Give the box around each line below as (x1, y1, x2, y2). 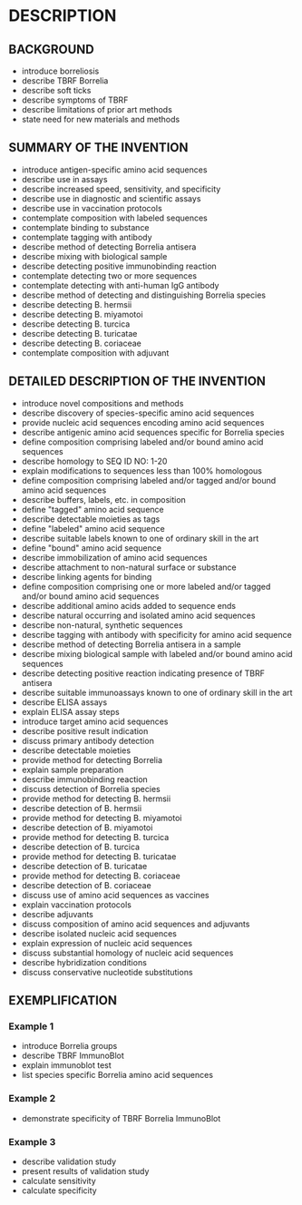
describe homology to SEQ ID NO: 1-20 (21, 456, 168, 466)
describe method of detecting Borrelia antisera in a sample (21, 639, 241, 650)
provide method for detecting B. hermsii (21, 793, 171, 804)
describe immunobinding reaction (21, 773, 149, 785)
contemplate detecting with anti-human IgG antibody (21, 279, 219, 290)
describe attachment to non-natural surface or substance (21, 562, 237, 573)
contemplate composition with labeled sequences (21, 212, 208, 223)
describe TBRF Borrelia (21, 75, 109, 86)
